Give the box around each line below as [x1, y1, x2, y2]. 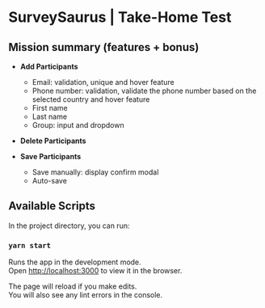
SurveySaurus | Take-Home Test [8, 8, 232, 27]
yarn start [8, 241, 51, 250]
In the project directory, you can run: [8, 221, 130, 230]
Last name [32, 112, 67, 121]
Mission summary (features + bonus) [8, 40, 200, 54]
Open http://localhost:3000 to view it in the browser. [8, 266, 183, 276]
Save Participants [19, 152, 82, 161]
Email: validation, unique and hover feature [32, 78, 175, 86]
